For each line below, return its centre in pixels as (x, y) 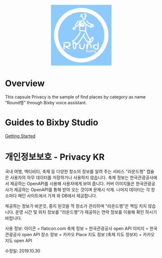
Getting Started (20, 136)
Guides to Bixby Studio (52, 122)
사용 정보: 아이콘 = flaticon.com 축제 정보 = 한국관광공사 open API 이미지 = (77, 228)
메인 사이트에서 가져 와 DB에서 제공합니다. (58, 195)
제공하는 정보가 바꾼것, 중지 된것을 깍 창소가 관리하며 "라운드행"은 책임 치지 (76, 206)
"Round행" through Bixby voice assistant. (46, 102)
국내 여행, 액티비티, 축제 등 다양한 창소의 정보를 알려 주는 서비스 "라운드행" (75, 171)
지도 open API (19, 241)
